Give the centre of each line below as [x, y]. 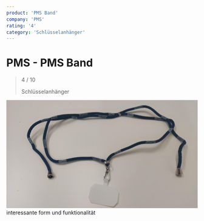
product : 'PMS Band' [32, 13]
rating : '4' [21, 26]
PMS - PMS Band [49, 63]
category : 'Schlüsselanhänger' [46, 32]
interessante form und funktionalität [51, 212]
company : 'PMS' [25, 19]
